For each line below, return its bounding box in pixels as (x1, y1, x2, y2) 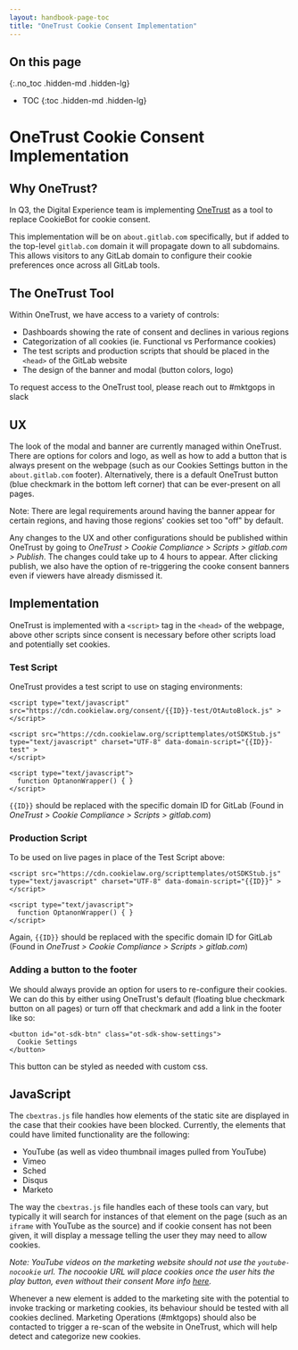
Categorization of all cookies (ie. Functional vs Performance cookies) (21, 336, 277, 347)
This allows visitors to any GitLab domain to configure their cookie (9, 251, 252, 261)
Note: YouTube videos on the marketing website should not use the (9, 1257, 256, 1268)
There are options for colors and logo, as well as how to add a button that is (9, 450, 287, 460)
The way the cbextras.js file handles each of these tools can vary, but (9, 1202, 269, 1213)
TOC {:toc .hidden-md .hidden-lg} (21, 95, 147, 106)
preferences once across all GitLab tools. (9, 260, 161, 270)
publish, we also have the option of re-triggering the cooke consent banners (9, 560, 290, 571)
